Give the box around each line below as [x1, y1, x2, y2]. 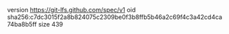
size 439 [38, 20, 64, 28]
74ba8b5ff [7, 20, 37, 28]
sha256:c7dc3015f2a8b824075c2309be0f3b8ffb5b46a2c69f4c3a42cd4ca [7, 13, 223, 21]
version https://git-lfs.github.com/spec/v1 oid [7, 6, 136, 14]
